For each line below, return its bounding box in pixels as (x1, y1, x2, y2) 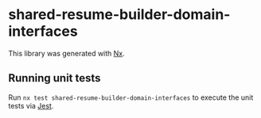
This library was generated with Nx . (8, 48, 125, 58)
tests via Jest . (8, 101, 54, 110)
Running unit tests (8, 71, 101, 85)
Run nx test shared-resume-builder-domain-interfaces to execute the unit (8, 93, 254, 102)
